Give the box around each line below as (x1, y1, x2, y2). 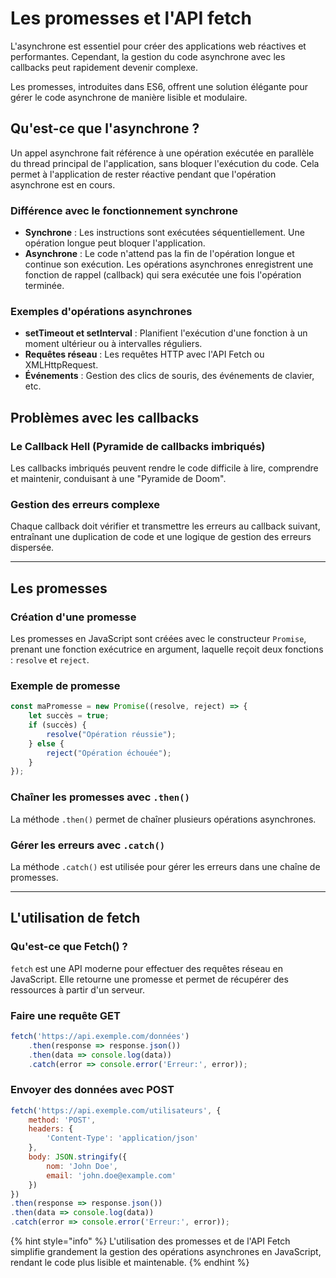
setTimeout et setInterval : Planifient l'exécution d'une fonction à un (24, 327, 308, 339)
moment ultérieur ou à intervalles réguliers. (24, 338, 203, 350)
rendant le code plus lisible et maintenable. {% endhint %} (10, 1257, 250, 1269)
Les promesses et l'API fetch (10, 7, 253, 30)
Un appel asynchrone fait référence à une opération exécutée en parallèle (10, 147, 315, 159)
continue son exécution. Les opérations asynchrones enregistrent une (24, 258, 314, 271)
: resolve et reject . (10, 654, 90, 666)
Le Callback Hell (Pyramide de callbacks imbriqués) (10, 439, 266, 453)
